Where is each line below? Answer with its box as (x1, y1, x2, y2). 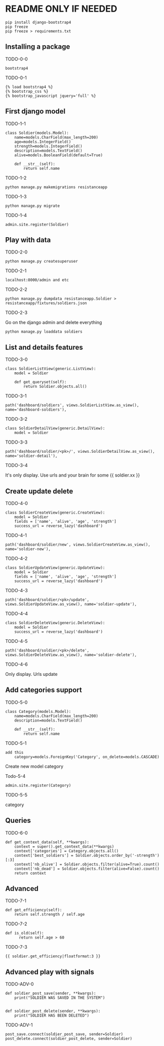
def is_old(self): (5, 931, 44, 936)
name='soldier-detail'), (5, 453, 58, 459)
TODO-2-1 (5, 268, 27, 274)
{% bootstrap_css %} (5, 89, 49, 94)
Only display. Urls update (5, 671, 58, 677)
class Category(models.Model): (5, 709, 71, 714)
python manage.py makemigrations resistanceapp (5, 185, 108, 190)
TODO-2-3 (5, 310, 28, 316)
